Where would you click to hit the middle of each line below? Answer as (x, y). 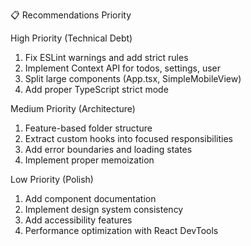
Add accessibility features (78, 220)
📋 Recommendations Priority (71, 15)
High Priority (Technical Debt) (71, 38)
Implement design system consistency (104, 209)
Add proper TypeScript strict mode (96, 89)
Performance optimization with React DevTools (121, 230)
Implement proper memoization (89, 160)
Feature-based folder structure (88, 128)
